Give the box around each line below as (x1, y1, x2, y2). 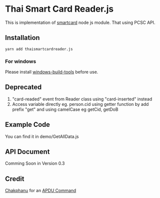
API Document (5, 148, 50, 156)
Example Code (5, 120, 50, 129)
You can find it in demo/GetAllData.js (5, 133, 79, 139)
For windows (5, 58, 37, 64)
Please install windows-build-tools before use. (5, 69, 99, 75)
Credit (5, 175, 24, 183)
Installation (5, 34, 40, 42)
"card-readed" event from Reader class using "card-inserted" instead (12, 96, 153, 102)
